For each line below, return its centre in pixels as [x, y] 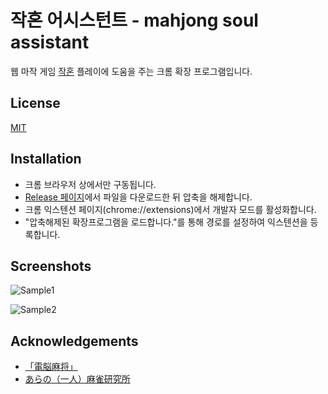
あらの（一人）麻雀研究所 [77, 379]
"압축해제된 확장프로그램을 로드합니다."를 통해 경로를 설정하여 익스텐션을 [166, 222]
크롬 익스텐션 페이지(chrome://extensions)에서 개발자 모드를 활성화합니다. [170, 209]
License [35, 103]
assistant [50, 42]
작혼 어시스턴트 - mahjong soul [134, 20]
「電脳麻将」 [51, 367]
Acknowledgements [74, 341]
